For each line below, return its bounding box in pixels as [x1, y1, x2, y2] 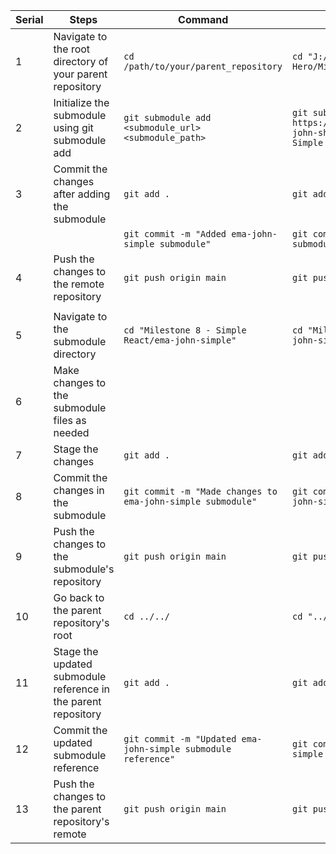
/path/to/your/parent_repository [123, 61, 283, 72]
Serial [15, 13, 44, 26]
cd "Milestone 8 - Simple [123, 325, 247, 336]
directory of [53, 55, 109, 68]
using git [53, 121, 94, 134]
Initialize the [53, 96, 110, 109]
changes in [53, 484, 105, 497]
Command [178, 13, 229, 26]
